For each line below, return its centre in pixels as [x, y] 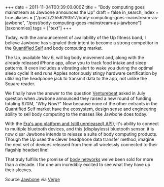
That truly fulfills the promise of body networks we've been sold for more [79, 159]
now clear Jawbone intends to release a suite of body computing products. [81, 134]
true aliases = [19, 17]
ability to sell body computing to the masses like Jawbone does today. [76, 114]
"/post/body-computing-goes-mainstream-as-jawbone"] [84, 23]
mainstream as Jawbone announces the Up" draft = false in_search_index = [82, 12]
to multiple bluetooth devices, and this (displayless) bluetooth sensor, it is [80, 129]
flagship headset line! [27, 150]
